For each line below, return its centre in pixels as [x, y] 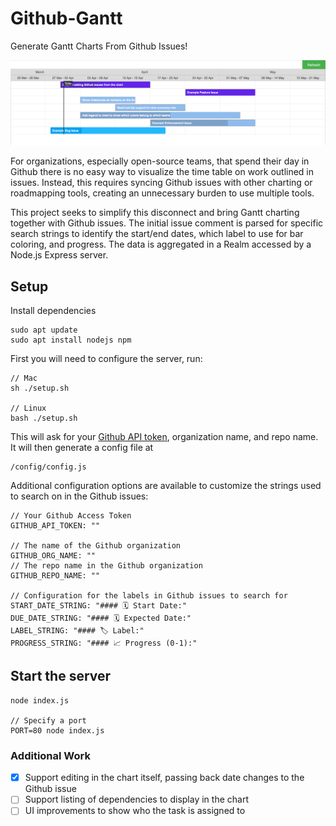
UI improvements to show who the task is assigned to [135, 811]
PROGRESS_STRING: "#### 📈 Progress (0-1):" [104, 643]
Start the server [61, 676]
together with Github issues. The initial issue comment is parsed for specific [167, 223]
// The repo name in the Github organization [106, 566]
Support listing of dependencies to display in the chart [136, 799]
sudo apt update [44, 330]
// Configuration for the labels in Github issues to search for [149, 596]
